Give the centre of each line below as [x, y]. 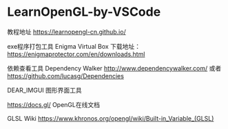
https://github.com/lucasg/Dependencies [65, 75]
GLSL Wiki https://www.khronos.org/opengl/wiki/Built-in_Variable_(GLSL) [111, 118]
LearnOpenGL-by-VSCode [84, 12]
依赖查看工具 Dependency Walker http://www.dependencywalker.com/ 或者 [114, 68]
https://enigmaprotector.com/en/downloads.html [76, 54]
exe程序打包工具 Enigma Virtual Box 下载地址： [74, 46]
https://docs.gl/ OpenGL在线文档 [53, 104]
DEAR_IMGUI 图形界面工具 [45, 90]
